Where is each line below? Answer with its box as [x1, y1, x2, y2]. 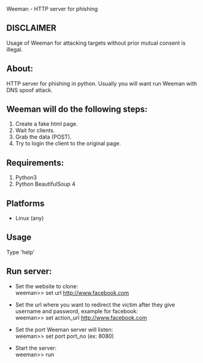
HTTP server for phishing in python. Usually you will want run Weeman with [6, 80, 197, 87]
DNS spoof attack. [6, 86, 53, 94]
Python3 [15, 174, 37, 181]
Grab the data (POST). [15, 133, 72, 140]
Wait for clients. [15, 127, 55, 134]
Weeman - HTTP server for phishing [6, 6, 98, 12]
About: [6, 64, 34, 74]
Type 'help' [6, 248, 35, 256]
